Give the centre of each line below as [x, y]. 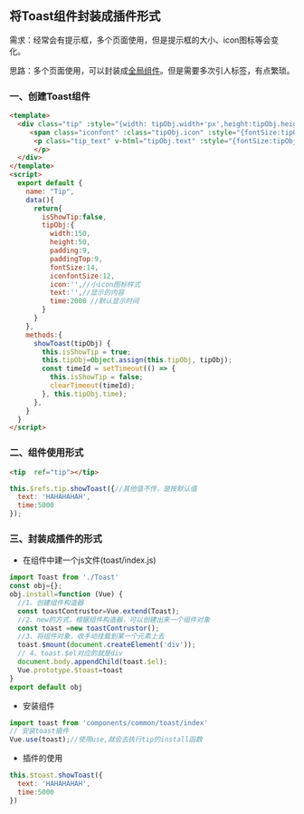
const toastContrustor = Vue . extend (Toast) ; [99, 611]
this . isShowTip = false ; [96, 378]
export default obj [46, 687]
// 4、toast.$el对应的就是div [71, 653]
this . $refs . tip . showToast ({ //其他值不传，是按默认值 [103, 488]
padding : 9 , [70, 251]
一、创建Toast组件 [50, 96]
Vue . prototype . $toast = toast [71, 670]
